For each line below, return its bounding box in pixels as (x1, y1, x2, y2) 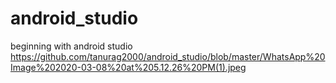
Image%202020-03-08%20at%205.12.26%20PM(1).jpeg (10, 61, 247, 73)
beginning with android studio (10, 40, 133, 52)
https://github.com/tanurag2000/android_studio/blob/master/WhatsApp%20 (10, 50, 326, 62)
